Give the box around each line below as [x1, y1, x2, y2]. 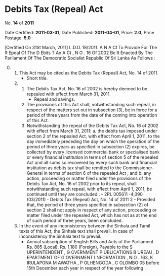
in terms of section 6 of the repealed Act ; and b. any [43, 170, 152, 176]
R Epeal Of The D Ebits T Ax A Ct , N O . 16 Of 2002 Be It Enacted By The [4, 50, 153, 56]
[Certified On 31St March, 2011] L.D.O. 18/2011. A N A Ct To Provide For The [4, 44, 158, 50]
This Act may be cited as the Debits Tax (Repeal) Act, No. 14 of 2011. [19, 69, 159, 75]
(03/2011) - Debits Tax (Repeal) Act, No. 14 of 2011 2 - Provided [26, 196, 156, 202]
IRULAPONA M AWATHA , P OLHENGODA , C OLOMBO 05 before [26, 260, 160, 266]
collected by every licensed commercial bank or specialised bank [26, 149, 160, 155]
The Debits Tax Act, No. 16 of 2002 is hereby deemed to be [26, 85, 148, 91]
